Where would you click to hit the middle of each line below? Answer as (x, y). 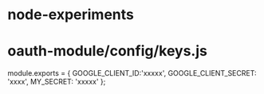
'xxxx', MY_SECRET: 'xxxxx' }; (57, 82)
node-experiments (71, 15)
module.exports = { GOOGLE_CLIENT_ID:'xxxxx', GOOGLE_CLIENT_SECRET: (132, 73)
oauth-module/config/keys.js (108, 51)
